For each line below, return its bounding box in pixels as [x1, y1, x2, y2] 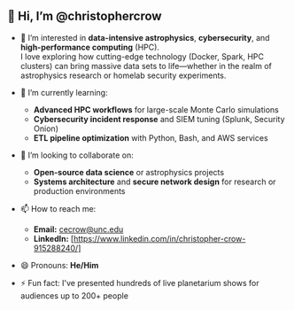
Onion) [33, 123, 58, 134]
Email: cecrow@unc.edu [33, 223, 124, 235]
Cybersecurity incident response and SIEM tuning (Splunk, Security [33, 113, 285, 124]
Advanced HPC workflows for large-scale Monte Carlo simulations [33, 104, 279, 115]
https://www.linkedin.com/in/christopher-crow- [73, 233, 246, 244]
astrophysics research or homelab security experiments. [19, 70, 227, 81]
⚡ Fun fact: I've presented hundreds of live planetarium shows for [19, 277, 259, 288]
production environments [33, 185, 126, 196]
